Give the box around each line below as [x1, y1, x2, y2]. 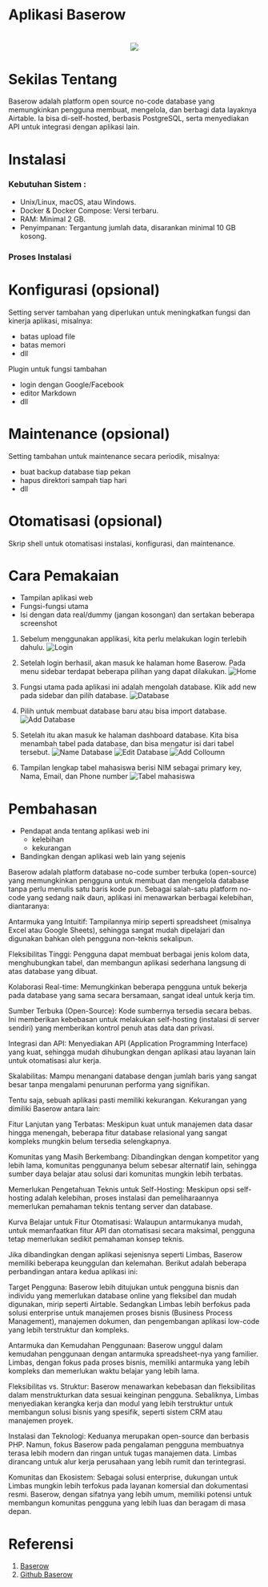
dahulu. [19, 643, 46, 652]
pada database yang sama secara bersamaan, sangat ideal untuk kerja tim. [8, 991, 256, 1000]
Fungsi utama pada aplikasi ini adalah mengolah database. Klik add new [19, 682, 258, 692]
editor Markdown [19, 388, 77, 398]
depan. [8, 1507, 32, 1516]
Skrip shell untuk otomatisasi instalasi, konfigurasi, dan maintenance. [8, 538, 236, 548]
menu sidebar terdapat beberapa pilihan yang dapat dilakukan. [19, 667, 227, 676]
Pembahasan [8, 800, 98, 818]
